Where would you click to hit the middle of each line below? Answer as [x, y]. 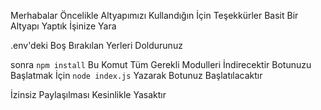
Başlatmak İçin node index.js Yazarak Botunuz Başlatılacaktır [136, 75]
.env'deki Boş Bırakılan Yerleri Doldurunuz [96, 45]
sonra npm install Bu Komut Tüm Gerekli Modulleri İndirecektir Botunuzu [161, 64]
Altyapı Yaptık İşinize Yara [63, 26]
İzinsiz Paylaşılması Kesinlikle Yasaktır [88, 94]
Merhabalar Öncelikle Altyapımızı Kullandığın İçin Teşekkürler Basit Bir [154, 15]
